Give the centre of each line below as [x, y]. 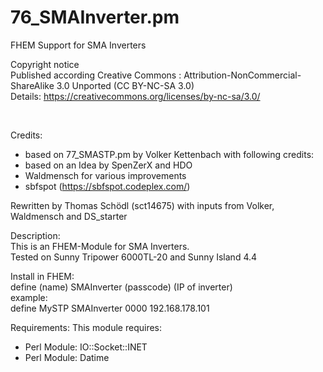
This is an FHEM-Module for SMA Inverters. [100, 246]
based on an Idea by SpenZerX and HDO [108, 165]
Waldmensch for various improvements [105, 175]
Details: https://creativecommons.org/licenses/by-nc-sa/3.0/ [135, 96]
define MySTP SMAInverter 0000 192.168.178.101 [110, 308]
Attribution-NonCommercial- [242, 75]
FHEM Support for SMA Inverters [78, 45]
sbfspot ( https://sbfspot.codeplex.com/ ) [107, 186]
